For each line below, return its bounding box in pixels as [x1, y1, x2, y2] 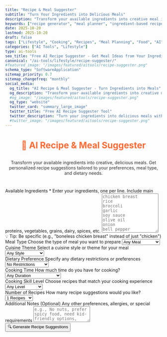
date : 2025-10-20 [5, 26, 41, 31]
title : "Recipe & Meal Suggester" [5, 7, 77, 12]
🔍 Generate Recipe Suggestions [7, 324, 69, 330]
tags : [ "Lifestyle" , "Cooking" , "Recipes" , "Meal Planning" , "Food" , [5, 40, 153, 45]
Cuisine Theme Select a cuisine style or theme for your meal [5, 245, 129, 251]
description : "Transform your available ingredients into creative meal [5, 16, 159, 21]
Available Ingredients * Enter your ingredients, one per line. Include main [5, 187, 153, 194]
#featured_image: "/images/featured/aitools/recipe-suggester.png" [5, 63, 148, 68]
